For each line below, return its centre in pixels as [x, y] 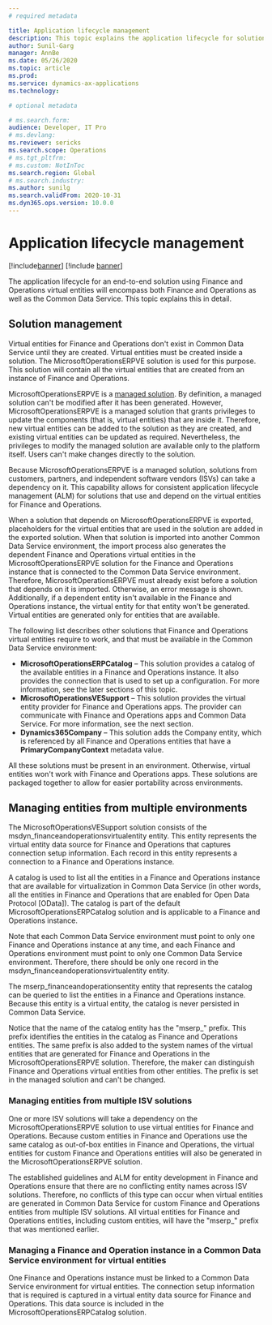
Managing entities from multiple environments [128, 808]
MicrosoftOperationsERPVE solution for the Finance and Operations [121, 563]
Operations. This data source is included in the [86, 1304]
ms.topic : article [39, 69]
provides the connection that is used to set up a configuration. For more [140, 680]
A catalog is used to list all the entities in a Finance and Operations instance [134, 877]
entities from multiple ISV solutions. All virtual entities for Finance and [124, 1211]
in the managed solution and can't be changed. [87, 1080]
